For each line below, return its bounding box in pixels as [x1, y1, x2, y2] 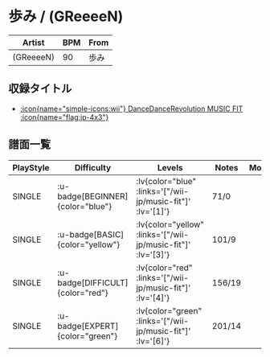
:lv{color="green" [136, 305, 202, 316]
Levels [157, 162, 183, 173]
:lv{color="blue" [136, 175, 197, 187]
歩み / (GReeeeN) [8, 7, 124, 26]
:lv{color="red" [136, 262, 193, 273]
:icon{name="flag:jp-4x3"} [19, 112, 109, 121]
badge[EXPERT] [57, 320, 119, 331]
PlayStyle [12, 162, 50, 173]
